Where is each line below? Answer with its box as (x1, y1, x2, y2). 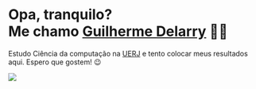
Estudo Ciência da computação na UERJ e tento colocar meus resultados (8, 48, 248, 58)
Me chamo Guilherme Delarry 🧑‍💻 (8, 22, 228, 41)
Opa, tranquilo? (8, 6, 113, 24)
